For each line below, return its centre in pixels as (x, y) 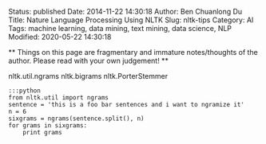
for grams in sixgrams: (48, 126)
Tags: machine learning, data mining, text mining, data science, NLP (120, 28)
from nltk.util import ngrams (59, 98)
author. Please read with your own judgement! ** (89, 60)
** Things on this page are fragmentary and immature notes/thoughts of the (133, 52)
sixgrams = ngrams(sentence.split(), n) (77, 119)
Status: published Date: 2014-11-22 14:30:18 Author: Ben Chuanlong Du (125, 12)
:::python (25, 91)
